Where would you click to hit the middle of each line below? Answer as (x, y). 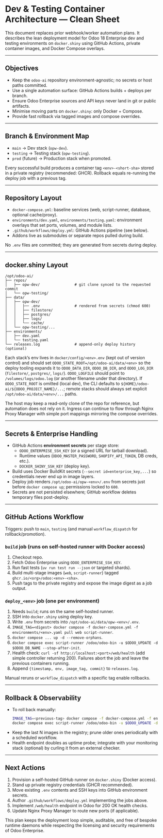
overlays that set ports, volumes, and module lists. (62, 225)
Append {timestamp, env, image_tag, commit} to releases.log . (75, 668)
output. (19, 588)
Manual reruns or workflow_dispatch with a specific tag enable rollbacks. (78, 678)
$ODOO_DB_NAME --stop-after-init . (46, 648)
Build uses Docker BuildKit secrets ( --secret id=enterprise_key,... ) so (84, 471)
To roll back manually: (34, 710)
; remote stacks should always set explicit (105, 389)
